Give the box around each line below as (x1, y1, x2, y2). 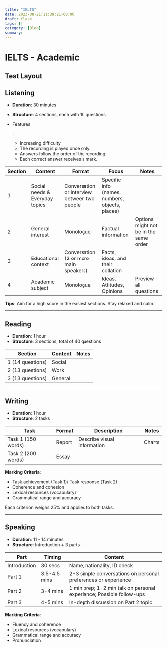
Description (94, 427, 123, 434)
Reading (5, 320, 31, 328)
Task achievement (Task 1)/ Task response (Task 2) (12, 479, 118, 485)
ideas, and (101, 255, 126, 262)
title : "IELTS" (5, 7, 37, 12)
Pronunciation (12, 637, 41, 643)
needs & (31, 189, 51, 196)
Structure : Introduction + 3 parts (12, 541, 80, 548)
